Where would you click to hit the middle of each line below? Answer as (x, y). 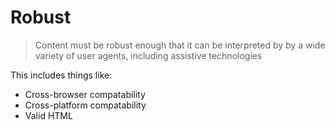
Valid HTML (48, 115)
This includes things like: (61, 75)
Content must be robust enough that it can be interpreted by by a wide (180, 45)
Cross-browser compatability (85, 94)
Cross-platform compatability (85, 105)
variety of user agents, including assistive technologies (148, 55)
